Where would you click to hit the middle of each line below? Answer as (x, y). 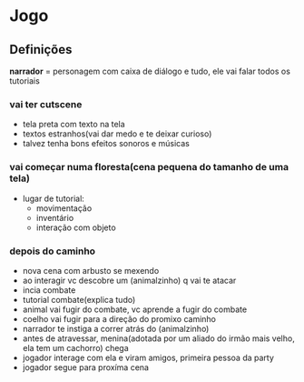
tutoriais (25, 81)
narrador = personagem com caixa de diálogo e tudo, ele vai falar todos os (150, 71)
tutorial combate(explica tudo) (79, 299)
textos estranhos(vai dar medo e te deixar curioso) (117, 134)
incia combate (49, 290)
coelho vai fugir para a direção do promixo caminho (119, 318)
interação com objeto (76, 227)
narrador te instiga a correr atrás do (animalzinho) (116, 328)
